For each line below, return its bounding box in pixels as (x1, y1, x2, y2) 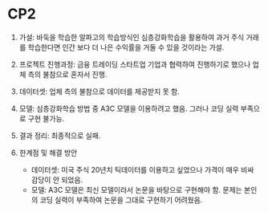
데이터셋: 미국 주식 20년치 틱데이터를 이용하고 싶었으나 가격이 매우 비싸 (30, 165, 254, 174)
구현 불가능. (27, 113, 65, 123)
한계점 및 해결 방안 (18, 148, 78, 157)
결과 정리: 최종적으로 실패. (18, 130, 101, 141)
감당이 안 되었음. (30, 174, 83, 185)
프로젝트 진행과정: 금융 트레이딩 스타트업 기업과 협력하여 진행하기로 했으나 (18, 59, 251, 69)
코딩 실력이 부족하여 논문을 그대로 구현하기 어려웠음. (39, 194, 203, 205)
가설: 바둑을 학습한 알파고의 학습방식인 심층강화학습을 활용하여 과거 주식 (18, 32, 245, 42)
